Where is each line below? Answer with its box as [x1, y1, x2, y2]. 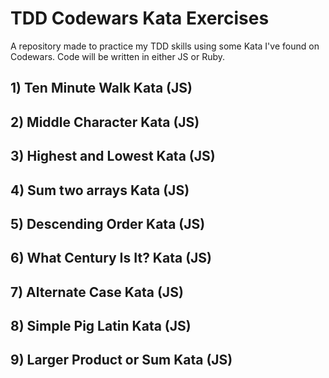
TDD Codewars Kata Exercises [10, 7, 270, 30]
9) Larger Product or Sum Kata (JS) [10, 352, 233, 369]
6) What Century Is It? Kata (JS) [10, 250, 212, 267]
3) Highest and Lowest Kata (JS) [10, 148, 216, 165]
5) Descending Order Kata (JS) [10, 215, 206, 232]
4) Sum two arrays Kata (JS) [10, 182, 190, 199]
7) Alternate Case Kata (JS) [10, 283, 184, 301]
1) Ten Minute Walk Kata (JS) [10, 80, 193, 97]
